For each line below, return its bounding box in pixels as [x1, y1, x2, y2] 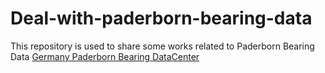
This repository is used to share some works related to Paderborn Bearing [10, 40, 315, 52]
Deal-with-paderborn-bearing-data [10, 7, 313, 30]
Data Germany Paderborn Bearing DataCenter [10, 50, 200, 62]
